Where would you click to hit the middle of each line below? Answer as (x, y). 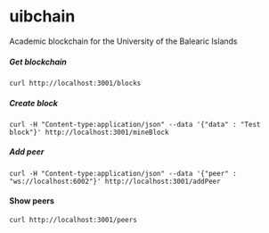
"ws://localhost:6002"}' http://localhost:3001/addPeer (115, 181)
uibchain (42, 17)
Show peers (32, 201)
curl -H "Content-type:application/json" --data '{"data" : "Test (135, 124)
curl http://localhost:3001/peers (73, 221)
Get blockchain (38, 62)
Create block (33, 103)
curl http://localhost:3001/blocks (75, 83)
